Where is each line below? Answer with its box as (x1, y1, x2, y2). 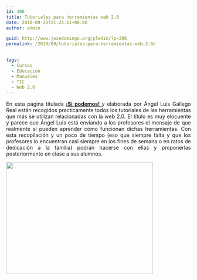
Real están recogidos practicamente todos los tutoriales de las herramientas (6, 107, 191, 114)
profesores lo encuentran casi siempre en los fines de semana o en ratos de (6, 138, 191, 145)
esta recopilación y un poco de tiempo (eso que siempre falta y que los (6, 131, 191, 139)
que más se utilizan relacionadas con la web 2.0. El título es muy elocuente (6, 113, 191, 120)
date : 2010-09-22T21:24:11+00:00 (6, 19, 88, 25)
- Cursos (11, 62, 33, 68)
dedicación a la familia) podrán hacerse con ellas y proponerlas (6, 144, 191, 151)
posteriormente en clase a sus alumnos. (6, 150, 103, 157)
